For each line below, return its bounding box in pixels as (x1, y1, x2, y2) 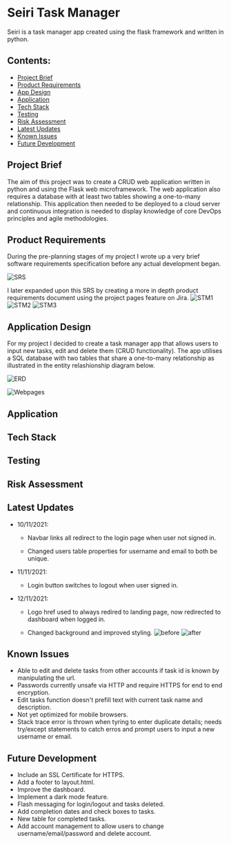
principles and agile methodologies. (7, 214, 109, 222)
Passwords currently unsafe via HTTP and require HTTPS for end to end (17, 681, 223, 690)
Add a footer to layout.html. (17, 778, 95, 787)
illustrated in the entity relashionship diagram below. (7, 361, 155, 370)
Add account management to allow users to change (17, 822, 164, 830)
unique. (27, 554, 50, 563)
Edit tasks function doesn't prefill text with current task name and (17, 696, 203, 704)
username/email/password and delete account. (17, 830, 152, 838)
